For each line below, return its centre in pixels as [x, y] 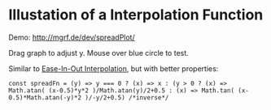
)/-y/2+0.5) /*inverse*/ [127, 97]
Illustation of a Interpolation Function [136, 15]
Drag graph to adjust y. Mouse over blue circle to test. [98, 53]
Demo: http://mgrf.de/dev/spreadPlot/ [72, 37]
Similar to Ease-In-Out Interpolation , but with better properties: [114, 68]
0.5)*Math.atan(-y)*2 [45, 97]
